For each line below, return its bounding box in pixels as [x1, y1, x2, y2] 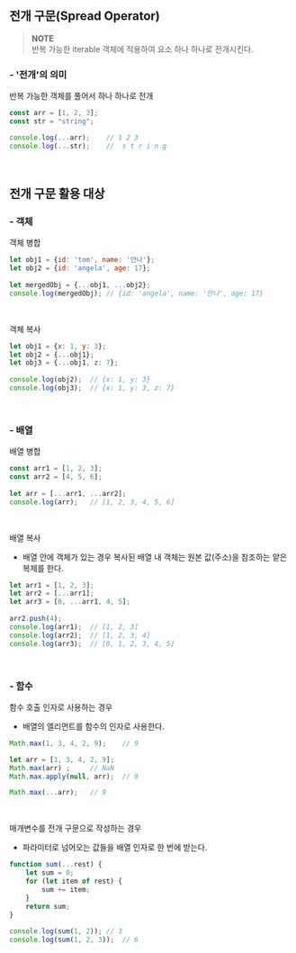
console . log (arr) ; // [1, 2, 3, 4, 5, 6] [9, 498, 175, 507]
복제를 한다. [22, 562, 65, 573]
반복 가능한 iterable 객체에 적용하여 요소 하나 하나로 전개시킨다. [31, 43, 254, 54]
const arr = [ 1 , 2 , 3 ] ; [9, 109, 99, 118]
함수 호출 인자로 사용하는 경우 [9, 701, 113, 713]
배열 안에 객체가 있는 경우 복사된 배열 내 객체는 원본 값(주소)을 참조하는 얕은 [22, 552, 288, 562]
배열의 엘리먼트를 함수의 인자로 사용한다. [22, 721, 165, 732]
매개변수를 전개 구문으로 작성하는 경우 [9, 823, 142, 834]
